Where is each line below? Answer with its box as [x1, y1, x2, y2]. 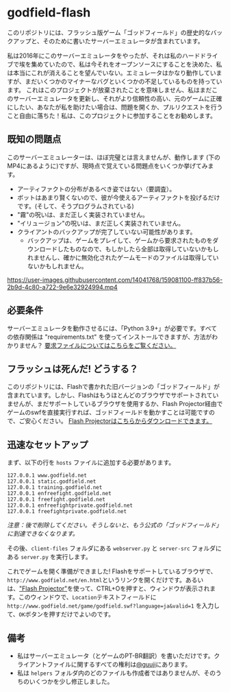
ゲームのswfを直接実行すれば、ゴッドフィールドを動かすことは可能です [7, 408, 209, 416]
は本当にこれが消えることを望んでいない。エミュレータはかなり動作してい [7, 69, 216, 77]
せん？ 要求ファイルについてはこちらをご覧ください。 [25, 341, 177, 349]
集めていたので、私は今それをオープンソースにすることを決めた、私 [30, 60, 222, 68]
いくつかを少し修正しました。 [29, 678, 114, 685]
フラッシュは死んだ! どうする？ [7, 363, 139, 374]
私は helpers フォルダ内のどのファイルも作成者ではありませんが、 [16, 669, 204, 677]
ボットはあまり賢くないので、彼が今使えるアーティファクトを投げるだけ [16, 193, 220, 202]
